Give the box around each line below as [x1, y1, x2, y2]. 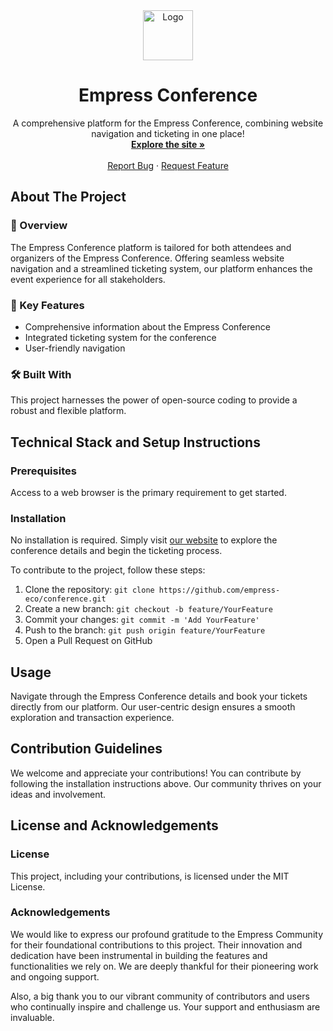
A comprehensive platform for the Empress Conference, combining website [12, 117, 324, 129]
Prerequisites [10, 464, 77, 478]
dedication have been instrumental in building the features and [10, 949, 268, 961]
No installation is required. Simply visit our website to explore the [10, 534, 278, 546]
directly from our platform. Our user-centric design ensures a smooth [10, 701, 296, 713]
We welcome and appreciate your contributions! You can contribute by [10, 767, 302, 779]
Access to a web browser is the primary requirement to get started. [10, 486, 287, 498]
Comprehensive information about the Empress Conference [24, 320, 271, 333]
